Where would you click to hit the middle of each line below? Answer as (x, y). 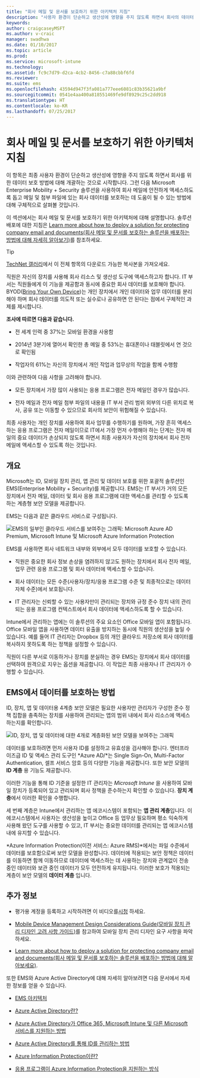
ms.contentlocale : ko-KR (37, 106)
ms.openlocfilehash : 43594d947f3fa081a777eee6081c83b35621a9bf (86, 89)
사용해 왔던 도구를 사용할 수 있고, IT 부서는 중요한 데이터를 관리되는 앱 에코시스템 (100, 825)
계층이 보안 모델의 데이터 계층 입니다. (49, 875)
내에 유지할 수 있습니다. (33, 833)
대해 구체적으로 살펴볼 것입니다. (43, 205)
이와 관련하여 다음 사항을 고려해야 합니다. (54, 377)
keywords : (18, 23)
